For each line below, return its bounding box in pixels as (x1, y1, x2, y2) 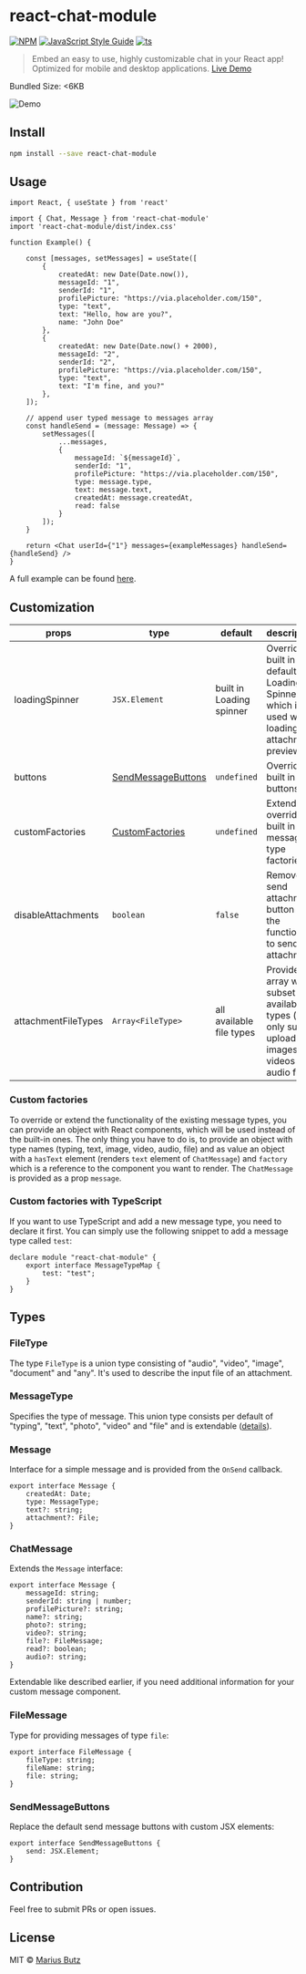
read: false (74, 501, 120, 511)
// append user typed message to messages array (25, 414, 214, 423)
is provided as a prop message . (9, 1173, 122, 1183)
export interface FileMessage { (9, 1747, 132, 1756)
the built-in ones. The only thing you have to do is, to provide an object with (9, 1133, 293, 1144)
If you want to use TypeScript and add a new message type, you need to (9, 1215, 282, 1226)
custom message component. (9, 1686, 121, 1697)
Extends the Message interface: (9, 1563, 123, 1574)
